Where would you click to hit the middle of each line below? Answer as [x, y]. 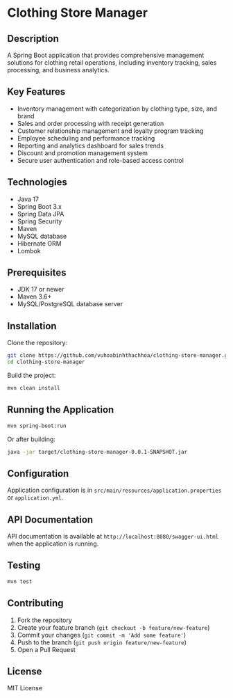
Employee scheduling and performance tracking [86, 138]
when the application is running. [53, 544]
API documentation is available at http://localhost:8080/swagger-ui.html [113, 537]
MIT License [25, 688]
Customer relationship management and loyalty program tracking [110, 131]
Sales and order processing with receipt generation [90, 123]
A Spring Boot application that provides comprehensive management [106, 55]
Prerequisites [37, 273]
